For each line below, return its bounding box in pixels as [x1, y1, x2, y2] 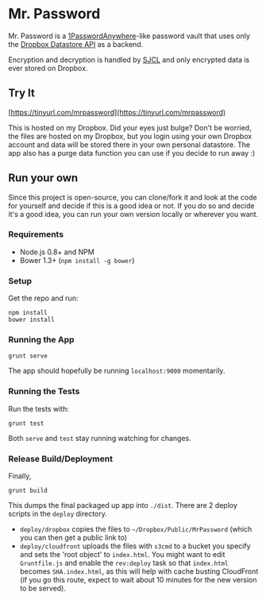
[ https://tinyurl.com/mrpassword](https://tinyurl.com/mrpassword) [8, 107, 226, 117]
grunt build [8, 486, 48, 495]
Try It [8, 87, 36, 100]
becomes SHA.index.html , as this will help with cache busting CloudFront [19, 567, 259, 576]
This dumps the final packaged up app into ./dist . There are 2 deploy [8, 501, 238, 510]
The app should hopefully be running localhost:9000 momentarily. [8, 366, 226, 376]
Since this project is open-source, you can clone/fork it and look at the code [8, 192, 257, 202]
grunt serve [8, 352, 48, 360]
